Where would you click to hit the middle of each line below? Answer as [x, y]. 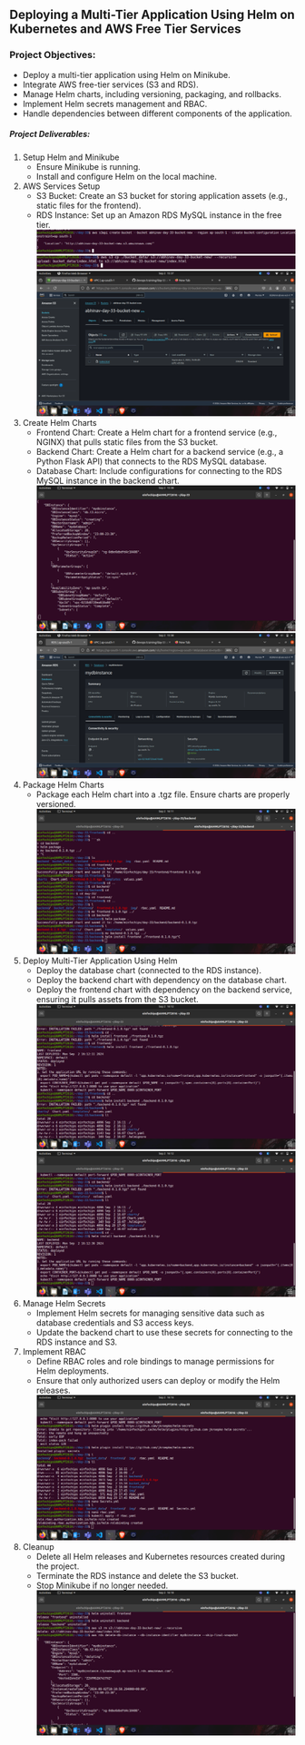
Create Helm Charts [59, 423]
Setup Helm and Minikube [71, 157]
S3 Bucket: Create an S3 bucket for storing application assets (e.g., [162, 195]
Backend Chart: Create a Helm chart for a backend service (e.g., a [160, 452]
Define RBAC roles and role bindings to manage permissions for [155, 1361]
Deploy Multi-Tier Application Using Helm [100, 961]
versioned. [56, 803]
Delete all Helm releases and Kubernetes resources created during [161, 1556]
